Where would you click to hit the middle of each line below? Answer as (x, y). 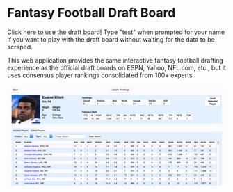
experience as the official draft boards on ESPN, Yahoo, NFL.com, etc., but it (116, 67)
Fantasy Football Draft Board (91, 13)
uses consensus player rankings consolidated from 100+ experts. (101, 75)
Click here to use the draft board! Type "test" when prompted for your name (116, 32)
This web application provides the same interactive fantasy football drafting (115, 60)
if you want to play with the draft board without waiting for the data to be (111, 39)
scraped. (20, 47)
